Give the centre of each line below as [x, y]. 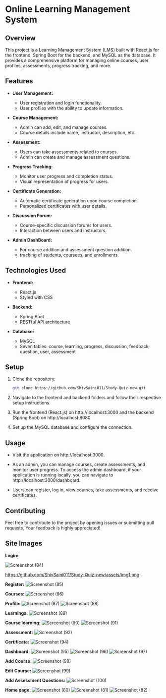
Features [19, 81]
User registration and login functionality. [61, 103]
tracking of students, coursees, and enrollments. [69, 255]
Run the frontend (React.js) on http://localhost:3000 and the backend [83, 412]
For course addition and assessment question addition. [76, 249]
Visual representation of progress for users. [64, 181]
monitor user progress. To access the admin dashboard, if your [77, 470]
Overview [21, 38]
